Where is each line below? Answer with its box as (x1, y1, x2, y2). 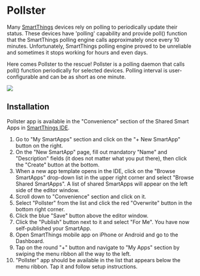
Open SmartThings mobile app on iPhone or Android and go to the (15, 231, 179, 238)
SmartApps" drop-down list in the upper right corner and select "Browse (15, 174, 194, 181)
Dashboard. (15, 237, 45, 244)
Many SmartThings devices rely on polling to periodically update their (7, 23, 178, 31)
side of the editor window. (15, 186, 80, 193)
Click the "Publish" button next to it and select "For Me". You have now (15, 218, 190, 225)
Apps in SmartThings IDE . (7, 124, 70, 131)
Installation (7, 102, 50, 112)
